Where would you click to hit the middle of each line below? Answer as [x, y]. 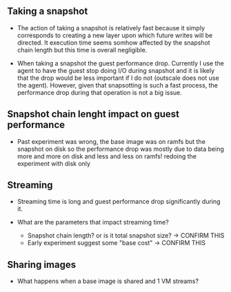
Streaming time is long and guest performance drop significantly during [119, 202]
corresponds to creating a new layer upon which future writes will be [115, 35]
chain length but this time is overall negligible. [82, 50]
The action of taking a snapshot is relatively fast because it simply [111, 28]
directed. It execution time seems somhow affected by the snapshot [113, 42]
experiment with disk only [54, 163]
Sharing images [42, 264]
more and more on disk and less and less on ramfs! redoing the [107, 156]
